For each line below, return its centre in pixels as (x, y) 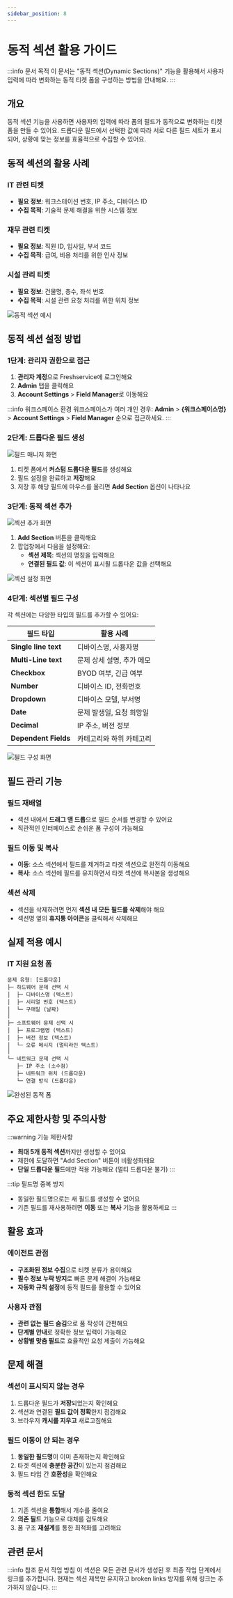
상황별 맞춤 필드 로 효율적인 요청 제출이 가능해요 (81, 1341)
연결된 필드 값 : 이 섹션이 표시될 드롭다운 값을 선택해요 (100, 563)
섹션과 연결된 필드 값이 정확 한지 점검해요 (72, 1411)
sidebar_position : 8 (37, 14)
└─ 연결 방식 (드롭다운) (47, 1081)
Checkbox (28, 673)
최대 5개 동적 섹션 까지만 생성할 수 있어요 (72, 1152)
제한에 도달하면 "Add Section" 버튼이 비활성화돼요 (86, 1160)
